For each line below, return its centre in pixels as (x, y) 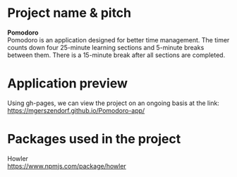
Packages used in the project (94, 139)
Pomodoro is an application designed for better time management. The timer (119, 39)
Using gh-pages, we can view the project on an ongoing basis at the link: (114, 103)
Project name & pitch (69, 13)
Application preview (68, 84)
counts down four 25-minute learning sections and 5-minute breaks (106, 47)
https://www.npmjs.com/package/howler (67, 166)
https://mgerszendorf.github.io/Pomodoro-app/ (76, 110)
